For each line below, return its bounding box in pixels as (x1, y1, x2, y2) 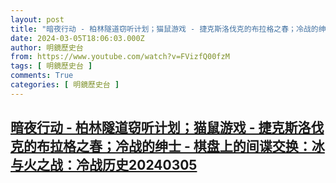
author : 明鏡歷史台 (10, 42, 84, 53)
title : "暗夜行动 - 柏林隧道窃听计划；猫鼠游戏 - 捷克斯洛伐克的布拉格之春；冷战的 (10, 24, 319, 34)
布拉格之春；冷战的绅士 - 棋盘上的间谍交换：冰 (36, 138, 325, 155)
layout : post (10, 14, 65, 25)
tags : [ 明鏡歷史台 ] (10, 61, 93, 71)
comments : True (10, 71, 74, 81)
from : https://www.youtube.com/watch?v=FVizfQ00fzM (10, 52, 230, 62)
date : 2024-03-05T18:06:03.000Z (10, 33, 145, 43)
